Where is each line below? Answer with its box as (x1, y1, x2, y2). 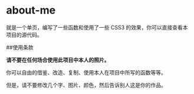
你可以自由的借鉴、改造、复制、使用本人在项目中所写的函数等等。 (6, 69, 166, 76)
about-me (6, 4, 56, 17)
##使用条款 (6, 44, 34, 51)
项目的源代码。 (6, 31, 42, 38)
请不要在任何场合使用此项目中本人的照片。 (6, 56, 110, 63)
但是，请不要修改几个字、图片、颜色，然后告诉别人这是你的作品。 (6, 81, 166, 89)
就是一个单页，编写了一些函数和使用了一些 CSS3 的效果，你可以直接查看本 (6, 24, 188, 31)
